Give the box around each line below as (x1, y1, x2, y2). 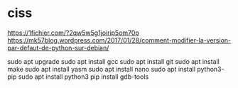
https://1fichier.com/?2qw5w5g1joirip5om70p (7, 28, 140, 37)
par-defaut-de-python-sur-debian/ (7, 43, 109, 52)
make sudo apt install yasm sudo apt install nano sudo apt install (7, 65, 196, 73)
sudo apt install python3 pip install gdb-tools (18, 72, 149, 81)
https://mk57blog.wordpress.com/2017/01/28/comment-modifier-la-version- (7, 35, 232, 44)
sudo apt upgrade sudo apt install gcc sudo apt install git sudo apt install (7, 57, 220, 65)
